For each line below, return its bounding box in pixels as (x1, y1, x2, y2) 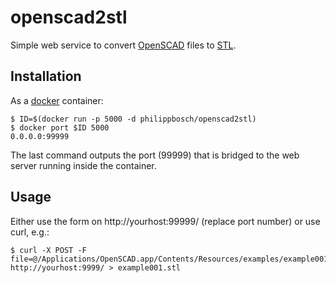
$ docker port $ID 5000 (10, 122, 110, 133)
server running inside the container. (10, 159, 157, 171)
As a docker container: (10, 94, 104, 106)
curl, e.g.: (10, 226, 50, 238)
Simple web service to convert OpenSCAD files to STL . (10, 39, 237, 51)
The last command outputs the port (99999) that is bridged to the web (10, 149, 300, 161)
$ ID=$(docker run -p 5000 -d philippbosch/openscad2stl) (10, 114, 257, 124)
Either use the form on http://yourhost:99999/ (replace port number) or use (10, 215, 321, 227)
